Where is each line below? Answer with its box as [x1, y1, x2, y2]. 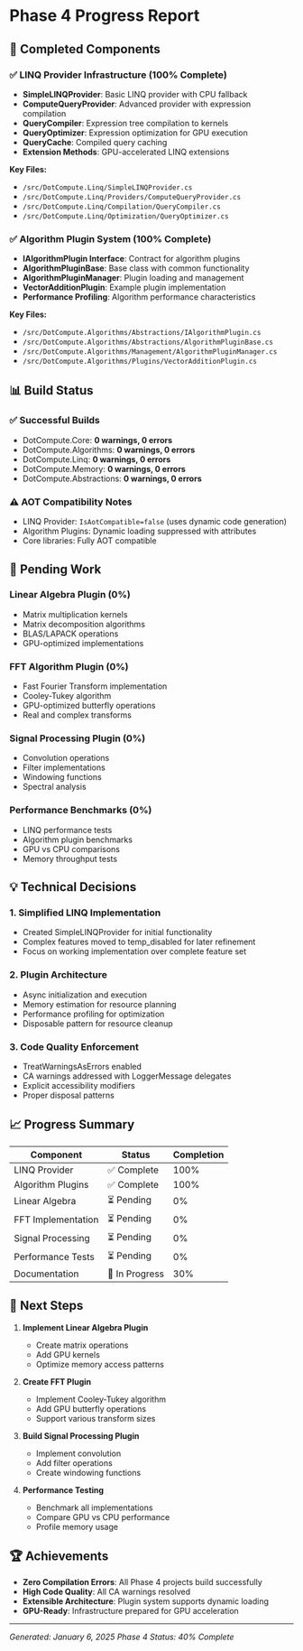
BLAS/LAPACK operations [22, 628, 119, 639]
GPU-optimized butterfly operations [22, 700, 156, 711]
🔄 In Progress [107, 1267, 165, 1280]
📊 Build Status [9, 383, 94, 398]
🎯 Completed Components [9, 42, 161, 57]
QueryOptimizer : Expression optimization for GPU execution [22, 127, 248, 138]
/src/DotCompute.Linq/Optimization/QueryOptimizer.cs [22, 211, 229, 221]
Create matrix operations [35, 1340, 129, 1350]
